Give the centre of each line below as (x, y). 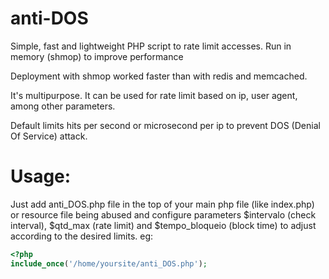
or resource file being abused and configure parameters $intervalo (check (163, 214)
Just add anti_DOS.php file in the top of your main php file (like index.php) (162, 204)
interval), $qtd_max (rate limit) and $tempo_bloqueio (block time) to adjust (163, 225)
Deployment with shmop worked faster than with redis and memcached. (159, 76)
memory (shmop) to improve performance (97, 56)
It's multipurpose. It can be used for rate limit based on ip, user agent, (154, 95)
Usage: (41, 176)
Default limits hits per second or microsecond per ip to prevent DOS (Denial (165, 125)
